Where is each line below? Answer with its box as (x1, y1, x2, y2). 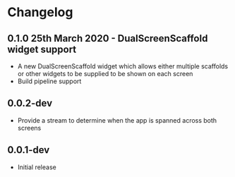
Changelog (7, 4, 73, 20)
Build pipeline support (17, 77, 82, 85)
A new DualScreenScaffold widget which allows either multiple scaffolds (17, 62, 228, 71)
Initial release (17, 163, 56, 171)
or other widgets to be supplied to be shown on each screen (17, 70, 193, 78)
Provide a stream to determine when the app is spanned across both (17, 116, 217, 124)
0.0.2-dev (7, 97, 53, 109)
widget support (7, 43, 77, 55)
